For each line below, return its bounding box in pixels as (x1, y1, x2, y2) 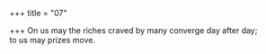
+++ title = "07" (9, 8, 67, 18)
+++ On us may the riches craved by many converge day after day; (9, 25, 258, 35)
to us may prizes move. (9, 35, 96, 45)
